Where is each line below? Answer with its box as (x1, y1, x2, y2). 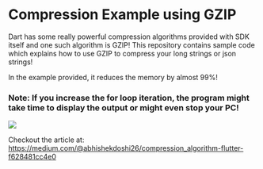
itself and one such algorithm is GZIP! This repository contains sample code (8, 40, 255, 49)
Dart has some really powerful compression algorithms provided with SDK (8, 32, 250, 41)
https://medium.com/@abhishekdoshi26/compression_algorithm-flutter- (8, 144, 244, 153)
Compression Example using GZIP (8, 6, 237, 24)
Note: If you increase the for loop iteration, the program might (8, 92, 250, 103)
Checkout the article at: (8, 135, 85, 144)
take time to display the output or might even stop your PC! (8, 102, 239, 113)
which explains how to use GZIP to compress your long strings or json (8, 48, 236, 58)
